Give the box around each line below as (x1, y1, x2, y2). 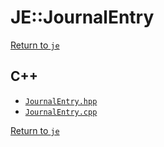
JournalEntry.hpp (24, 96, 98, 106)
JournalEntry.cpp (24, 107, 98, 117)
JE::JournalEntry (10, 6, 155, 29)
